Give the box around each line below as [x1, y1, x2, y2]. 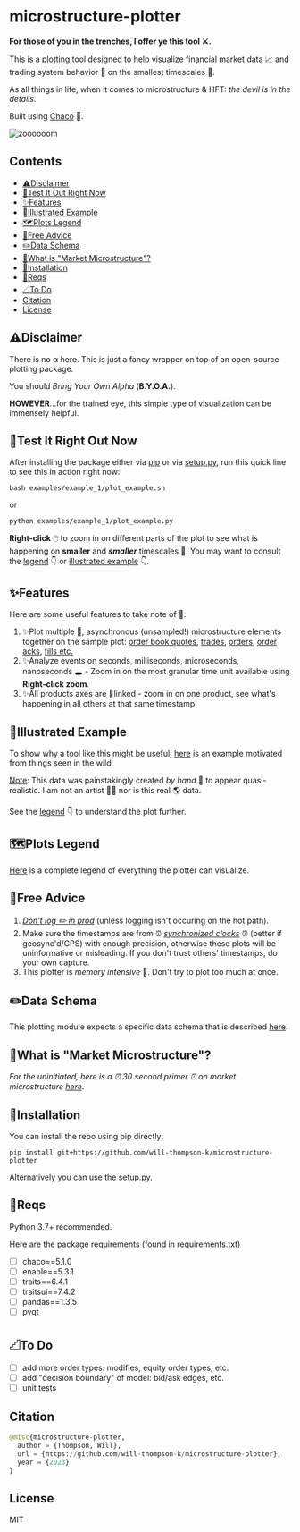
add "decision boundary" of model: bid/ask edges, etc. [21, 1373, 225, 1384]
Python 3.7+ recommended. [9, 1221, 112, 1232]
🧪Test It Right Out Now [9, 433, 137, 448]
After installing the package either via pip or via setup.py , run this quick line [9, 457, 287, 468]
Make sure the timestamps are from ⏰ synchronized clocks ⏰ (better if [21, 927, 283, 938]
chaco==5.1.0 [21, 1256, 72, 1266]
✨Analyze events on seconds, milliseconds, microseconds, [21, 656, 239, 666]
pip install [9, 1148, 54, 1157]
